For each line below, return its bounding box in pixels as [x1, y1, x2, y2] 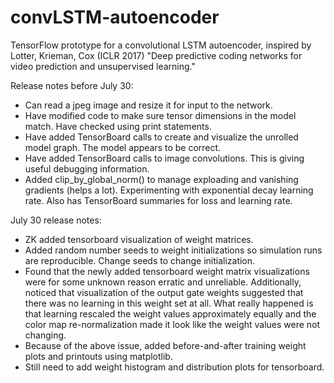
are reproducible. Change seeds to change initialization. [24, 254, 256, 266]
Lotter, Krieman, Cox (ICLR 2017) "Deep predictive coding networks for [10, 49, 303, 61]
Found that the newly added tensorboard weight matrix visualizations [24, 265, 310, 277]
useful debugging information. [24, 162, 150, 175]
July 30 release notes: [10, 214, 102, 226]
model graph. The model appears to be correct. [24, 141, 222, 153]
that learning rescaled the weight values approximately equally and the [24, 307, 317, 320]
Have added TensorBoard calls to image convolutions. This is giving [24, 152, 305, 164]
